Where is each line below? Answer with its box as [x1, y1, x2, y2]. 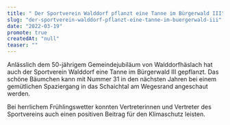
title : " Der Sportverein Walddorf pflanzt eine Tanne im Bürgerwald [7, 10, 210, 17]
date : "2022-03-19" [7, 23, 63, 29]
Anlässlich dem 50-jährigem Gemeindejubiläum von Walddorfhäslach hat [7, 61, 213, 68]
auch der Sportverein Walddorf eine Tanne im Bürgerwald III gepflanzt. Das [7, 68, 219, 76]
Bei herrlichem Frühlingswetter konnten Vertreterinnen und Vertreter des [7, 103, 212, 111]
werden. [7, 89, 31, 98]
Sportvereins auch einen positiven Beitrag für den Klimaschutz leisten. [7, 110, 205, 118]
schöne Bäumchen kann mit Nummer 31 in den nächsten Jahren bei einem [7, 75, 217, 83]
